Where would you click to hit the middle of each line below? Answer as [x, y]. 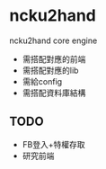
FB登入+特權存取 [53, 144]
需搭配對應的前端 [54, 58]
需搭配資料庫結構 [54, 93]
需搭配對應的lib [50, 70]
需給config [42, 81]
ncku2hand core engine [53, 40]
